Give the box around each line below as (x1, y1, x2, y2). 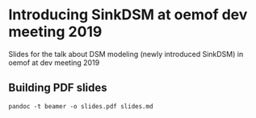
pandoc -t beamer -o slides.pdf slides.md (8, 102, 153, 110)
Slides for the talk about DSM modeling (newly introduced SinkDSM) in (8, 49, 244, 59)
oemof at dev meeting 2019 (8, 58, 100, 67)
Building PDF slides (8, 81, 107, 95)
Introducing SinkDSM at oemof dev (8, 6, 248, 24)
